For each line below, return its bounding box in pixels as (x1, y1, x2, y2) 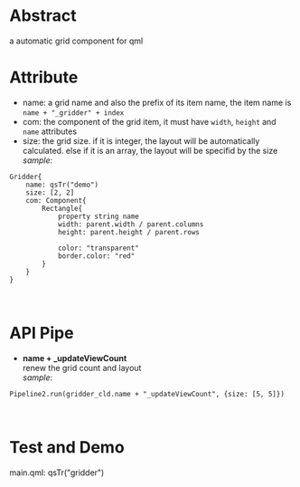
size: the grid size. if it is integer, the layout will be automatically (22, 135, 260, 146)
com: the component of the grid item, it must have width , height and (22, 116, 277, 127)
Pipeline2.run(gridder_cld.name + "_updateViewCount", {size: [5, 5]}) (9, 389, 285, 398)
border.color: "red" (57, 251, 136, 261)
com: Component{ (25, 196, 88, 205)
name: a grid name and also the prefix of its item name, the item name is (22, 97, 292, 108)
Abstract (9, 5, 77, 26)
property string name (57, 212, 140, 221)
